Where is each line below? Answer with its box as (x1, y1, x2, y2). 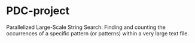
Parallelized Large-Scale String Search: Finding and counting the (6, 24, 166, 31)
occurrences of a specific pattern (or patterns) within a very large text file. (6, 29, 190, 37)
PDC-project (6, 4, 70, 18)
